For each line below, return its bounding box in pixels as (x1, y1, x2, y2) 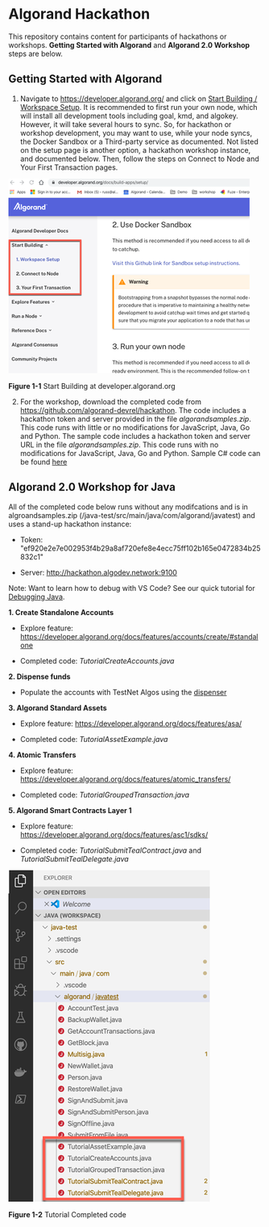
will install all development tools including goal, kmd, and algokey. (19, 111, 239, 120)
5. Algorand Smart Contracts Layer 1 (8, 805, 132, 815)
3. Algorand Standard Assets (8, 702, 107, 712)
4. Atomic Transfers (8, 749, 77, 760)
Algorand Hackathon (8, 5, 151, 23)
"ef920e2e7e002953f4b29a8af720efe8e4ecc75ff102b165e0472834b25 (19, 543, 261, 553)
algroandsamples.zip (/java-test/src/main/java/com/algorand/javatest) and (8, 510, 255, 520)
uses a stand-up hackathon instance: (8, 519, 132, 529)
